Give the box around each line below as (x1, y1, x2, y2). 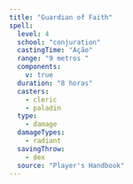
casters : (17, 87, 50, 96)
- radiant (25, 136, 62, 145)
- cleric (25, 95, 58, 104)
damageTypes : (17, 128, 66, 137)
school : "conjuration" (17, 37, 101, 47)
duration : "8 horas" (17, 79, 93, 88)
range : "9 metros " (17, 54, 90, 63)
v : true (25, 71, 53, 80)
